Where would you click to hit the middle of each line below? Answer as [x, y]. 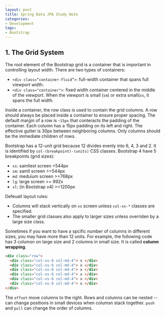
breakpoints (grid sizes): [30, 156]
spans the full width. [33, 100]
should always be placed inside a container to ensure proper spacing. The [80, 115]
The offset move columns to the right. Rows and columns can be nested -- [82, 297]
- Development [20, 23]
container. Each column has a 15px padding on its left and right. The [74, 125]
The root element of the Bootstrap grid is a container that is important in [78, 64]
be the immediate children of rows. [40, 136]
